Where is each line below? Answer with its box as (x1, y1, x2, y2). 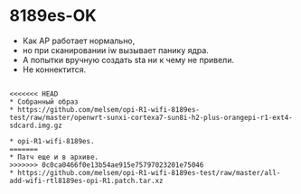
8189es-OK (9, 5, 97, 26)
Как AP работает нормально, (22, 35, 136, 46)
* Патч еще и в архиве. (9, 152, 99, 162)
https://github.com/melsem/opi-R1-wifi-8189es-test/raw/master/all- (17, 168, 281, 177)
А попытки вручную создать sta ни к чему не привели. (22, 54, 235, 65)
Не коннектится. (22, 64, 87, 75)
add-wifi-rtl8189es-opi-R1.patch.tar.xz (9, 176, 165, 185)
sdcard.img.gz (9, 121, 63, 130)
